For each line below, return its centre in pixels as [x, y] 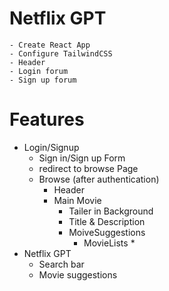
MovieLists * [109, 243]
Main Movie [77, 200]
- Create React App [50, 45]
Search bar [61, 264]
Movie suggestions [78, 274]
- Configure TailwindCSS [61, 53]
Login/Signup [51, 147]
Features [47, 119]
